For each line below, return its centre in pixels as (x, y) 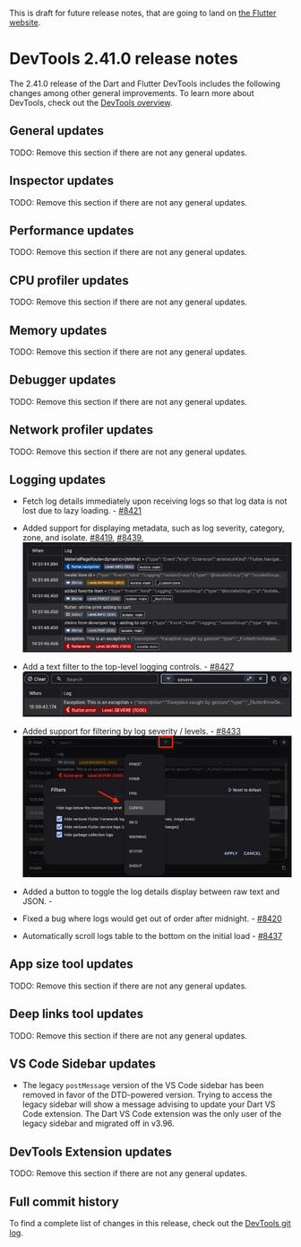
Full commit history (64, 1202)
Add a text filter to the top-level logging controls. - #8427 (128, 667)
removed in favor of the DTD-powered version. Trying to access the (147, 1095)
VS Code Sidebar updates (83, 1064)
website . (25, 22)
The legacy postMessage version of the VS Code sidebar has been (143, 1085)
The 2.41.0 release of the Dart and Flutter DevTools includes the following (145, 83)
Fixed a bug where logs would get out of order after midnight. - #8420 (152, 918)
